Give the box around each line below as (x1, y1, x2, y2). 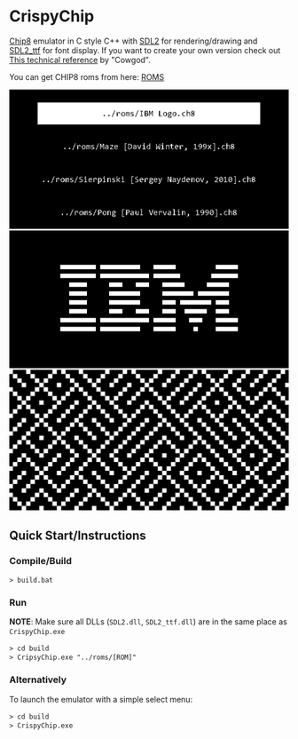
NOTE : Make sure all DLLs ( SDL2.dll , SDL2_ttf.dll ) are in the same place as (9, 616, 288, 627)
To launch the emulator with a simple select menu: (9, 694, 193, 704)
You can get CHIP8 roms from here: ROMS (9, 71, 165, 82)
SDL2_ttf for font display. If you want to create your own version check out (9, 44, 281, 55)
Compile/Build (9, 554, 73, 567)
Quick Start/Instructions (9, 528, 146, 543)
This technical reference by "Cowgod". (9, 54, 151, 65)
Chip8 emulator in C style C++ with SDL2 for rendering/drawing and (9, 36, 258, 46)
